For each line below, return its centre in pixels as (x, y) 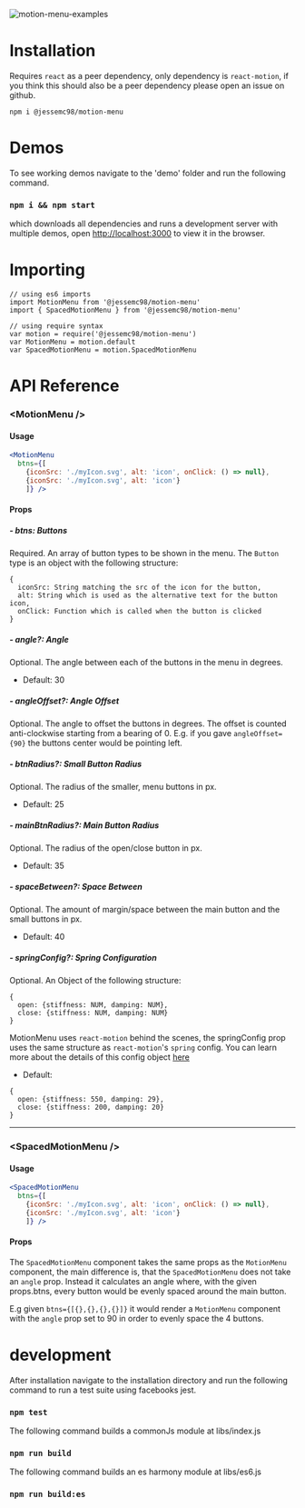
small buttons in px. (46, 919)
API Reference (64, 386)
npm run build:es (48, 1494)
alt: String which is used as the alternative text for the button (148, 595)
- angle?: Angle (39, 639)
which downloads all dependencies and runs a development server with (144, 224)
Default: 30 (44, 680)
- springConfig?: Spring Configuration (83, 957)
